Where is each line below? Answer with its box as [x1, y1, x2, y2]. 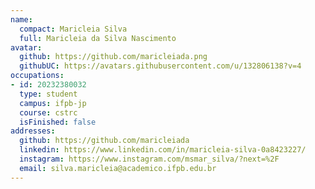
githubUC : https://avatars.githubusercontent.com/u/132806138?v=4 [19, 61, 302, 71]
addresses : [10, 126, 56, 136]
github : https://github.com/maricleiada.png [19, 52, 208, 62]
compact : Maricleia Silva [19, 24, 128, 34]
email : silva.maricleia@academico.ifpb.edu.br [19, 163, 217, 173]
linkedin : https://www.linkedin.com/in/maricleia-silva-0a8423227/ [19, 145, 307, 155]
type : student [19, 89, 78, 99]
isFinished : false [19, 117, 97, 127]
